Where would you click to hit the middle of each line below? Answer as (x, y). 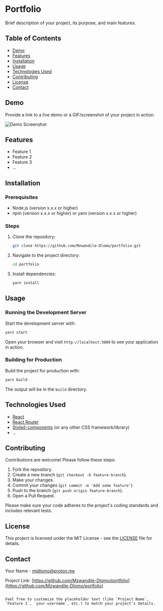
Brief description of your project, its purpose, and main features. (71, 23)
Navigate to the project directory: (46, 255)
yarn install (26, 283)
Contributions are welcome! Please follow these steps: (61, 460)
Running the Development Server (46, 312)
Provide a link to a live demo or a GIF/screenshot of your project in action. (80, 114)
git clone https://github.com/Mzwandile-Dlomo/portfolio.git (77, 246)
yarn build (16, 380)
